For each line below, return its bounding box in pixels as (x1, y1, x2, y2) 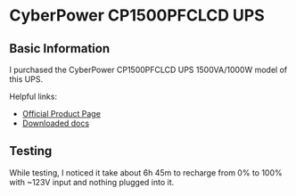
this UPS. (9, 74, 43, 85)
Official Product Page (21, 109, 101, 118)
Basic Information (9, 41, 111, 56)
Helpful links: (9, 91, 58, 102)
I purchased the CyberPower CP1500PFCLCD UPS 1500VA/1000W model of (9, 64, 288, 75)
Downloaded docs (21, 118, 90, 128)
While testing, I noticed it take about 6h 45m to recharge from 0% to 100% (9, 167, 283, 178)
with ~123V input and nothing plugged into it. (9, 176, 175, 187)
